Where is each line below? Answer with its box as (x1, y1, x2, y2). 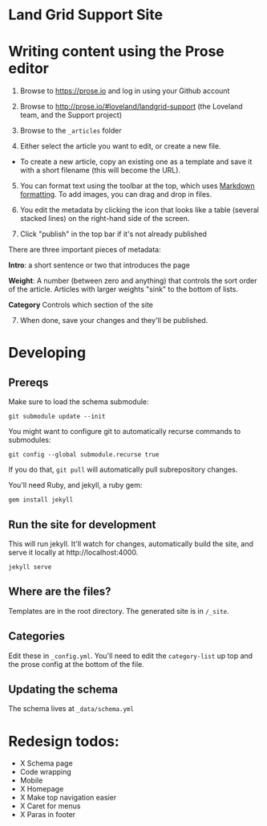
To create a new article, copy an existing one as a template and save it (19, 157, 253, 166)
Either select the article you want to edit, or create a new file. (19, 141, 221, 151)
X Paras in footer (19, 810, 76, 820)
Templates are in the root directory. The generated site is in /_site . (8, 606, 230, 615)
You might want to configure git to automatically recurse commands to (8, 427, 241, 436)
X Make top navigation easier (19, 793, 117, 803)
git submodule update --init (8, 412, 106, 421)
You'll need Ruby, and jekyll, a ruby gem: (8, 480, 143, 490)
